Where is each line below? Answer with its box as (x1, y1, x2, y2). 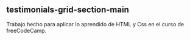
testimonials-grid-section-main (6, 5, 129, 15)
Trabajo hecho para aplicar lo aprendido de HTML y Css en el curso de (6, 20, 185, 27)
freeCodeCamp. (6, 27, 47, 34)
